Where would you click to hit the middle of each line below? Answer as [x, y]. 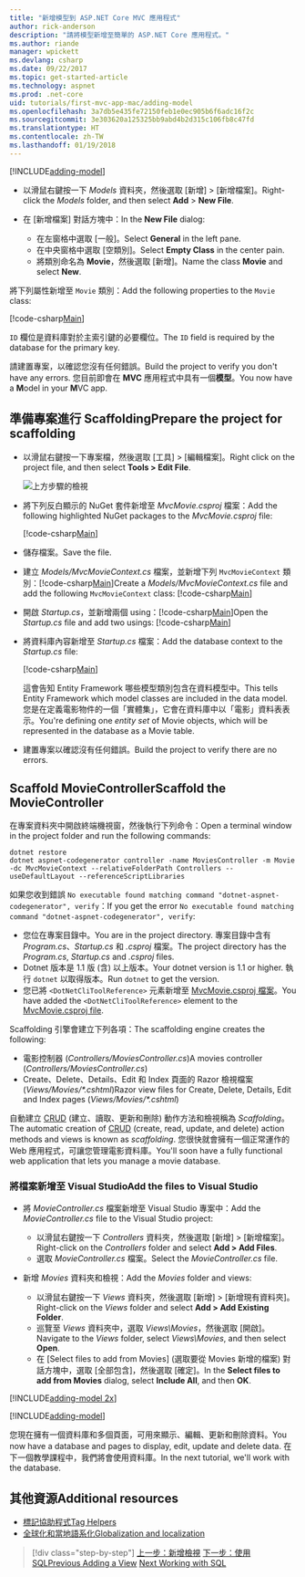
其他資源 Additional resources [94, 1499]
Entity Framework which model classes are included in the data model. [155, 698]
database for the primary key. [65, 347]
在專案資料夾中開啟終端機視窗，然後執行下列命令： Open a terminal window [151, 826]
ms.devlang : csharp [46, 60]
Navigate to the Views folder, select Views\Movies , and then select [161, 1338]
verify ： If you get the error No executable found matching [184, 906]
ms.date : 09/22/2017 [49, 69]
